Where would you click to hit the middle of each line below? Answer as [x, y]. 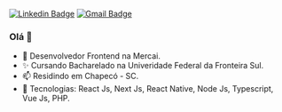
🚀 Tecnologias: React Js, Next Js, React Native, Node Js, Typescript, [148, 89]
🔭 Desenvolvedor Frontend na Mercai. [91, 56]
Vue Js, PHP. [46, 99]
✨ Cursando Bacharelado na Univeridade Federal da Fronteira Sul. [143, 66]
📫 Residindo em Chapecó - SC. [80, 76]
